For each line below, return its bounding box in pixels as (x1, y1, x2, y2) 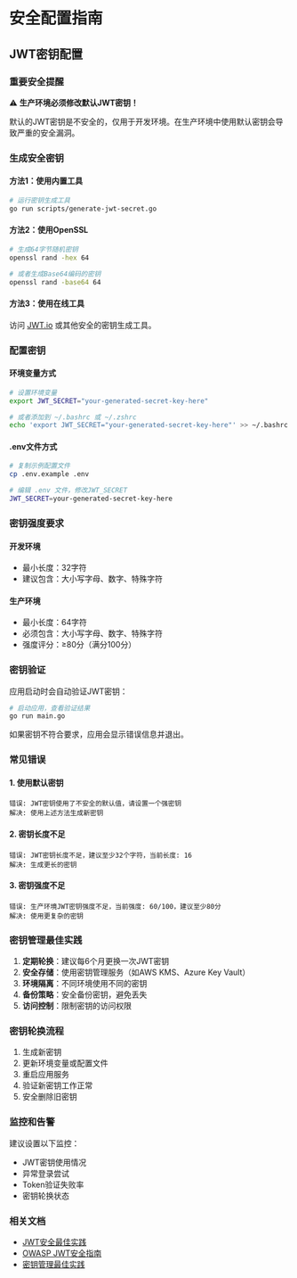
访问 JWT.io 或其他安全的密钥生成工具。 (9, 319, 157, 330)
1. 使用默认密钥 (9, 777, 64, 787)
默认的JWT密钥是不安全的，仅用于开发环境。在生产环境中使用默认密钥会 (9, 116, 276, 127)
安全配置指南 (9, 8, 104, 29)
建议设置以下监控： (9, 1138, 80, 1149)
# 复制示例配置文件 (9, 461, 71, 471)
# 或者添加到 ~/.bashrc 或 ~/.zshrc (9, 412, 137, 422)
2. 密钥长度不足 (9, 829, 66, 839)
